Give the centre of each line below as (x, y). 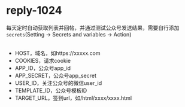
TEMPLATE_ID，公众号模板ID (51, 90)
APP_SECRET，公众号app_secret (56, 75)
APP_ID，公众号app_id (43, 68)
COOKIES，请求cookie (43, 60)
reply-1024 (34, 10)
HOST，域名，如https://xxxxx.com (57, 53)
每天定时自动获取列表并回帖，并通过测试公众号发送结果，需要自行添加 (93, 27)
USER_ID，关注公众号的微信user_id (58, 83)
